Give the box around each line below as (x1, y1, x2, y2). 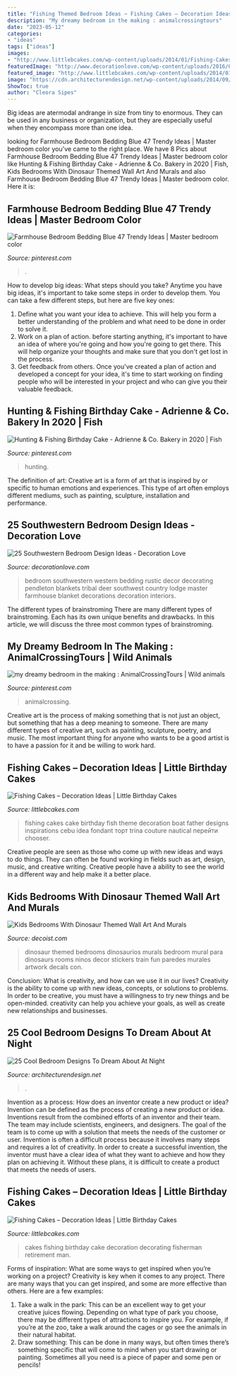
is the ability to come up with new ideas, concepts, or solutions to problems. (7, 984, 229, 992)
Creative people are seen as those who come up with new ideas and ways (7, 848, 224, 856)
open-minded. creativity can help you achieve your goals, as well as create (7, 999, 226, 1007)
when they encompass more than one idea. (7, 124, 133, 132)
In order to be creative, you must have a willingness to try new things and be (7, 992, 229, 1000)
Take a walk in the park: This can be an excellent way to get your (17, 1300, 207, 1309)
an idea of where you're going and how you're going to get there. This (17, 340, 221, 348)
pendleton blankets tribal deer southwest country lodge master (24, 583, 208, 592)
